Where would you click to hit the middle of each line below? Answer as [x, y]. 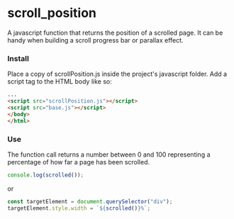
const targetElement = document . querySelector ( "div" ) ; [90, 201]
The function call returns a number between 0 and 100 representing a [109, 155]
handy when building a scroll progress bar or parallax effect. [95, 40]
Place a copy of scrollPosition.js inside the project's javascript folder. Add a [117, 74]
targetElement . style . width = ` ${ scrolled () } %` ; [79, 208]
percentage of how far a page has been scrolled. [79, 162]
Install [18, 58]
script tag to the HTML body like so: [60, 82]
